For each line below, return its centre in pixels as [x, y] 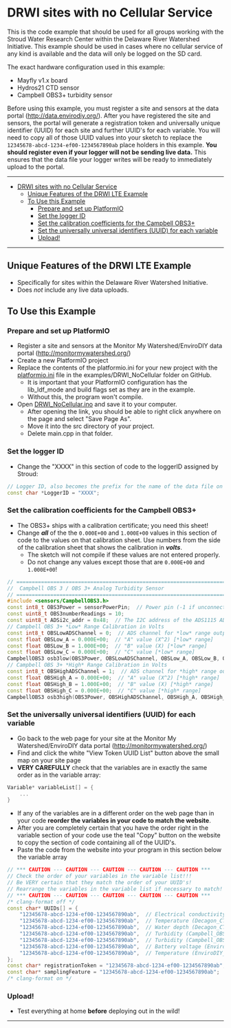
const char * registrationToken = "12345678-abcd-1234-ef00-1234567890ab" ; [117, 966]
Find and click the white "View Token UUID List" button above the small [118, 753]
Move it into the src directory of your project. [91, 426]
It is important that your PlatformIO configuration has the [107, 383]
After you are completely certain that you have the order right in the [112, 828]
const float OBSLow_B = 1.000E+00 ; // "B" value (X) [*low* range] [107, 646]
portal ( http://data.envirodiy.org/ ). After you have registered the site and [109, 116]
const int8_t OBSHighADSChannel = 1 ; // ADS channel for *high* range [112, 672]
